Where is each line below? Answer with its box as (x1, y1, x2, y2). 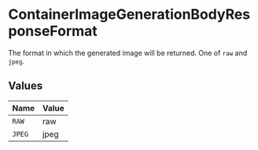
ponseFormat (8, 22, 98, 40)
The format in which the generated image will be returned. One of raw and (8, 48, 248, 57)
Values (8, 79, 43, 93)
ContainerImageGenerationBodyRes (8, 5, 251, 24)
